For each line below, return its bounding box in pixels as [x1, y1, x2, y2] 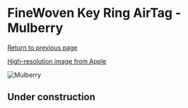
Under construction [7, 91, 95, 103]
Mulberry [7, 20, 64, 36]
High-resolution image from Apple [7, 56, 107, 65]
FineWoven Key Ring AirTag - [7, 5, 182, 21]
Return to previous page [7, 43, 78, 52]
